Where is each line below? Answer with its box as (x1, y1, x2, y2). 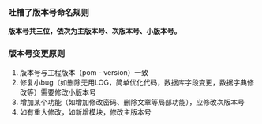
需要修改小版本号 (40, 87, 96, 96)
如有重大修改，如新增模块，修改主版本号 (19, 107, 152, 116)
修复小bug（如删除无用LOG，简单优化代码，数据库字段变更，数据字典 (19, 77, 247, 87)
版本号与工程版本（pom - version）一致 (19, 67, 148, 77)
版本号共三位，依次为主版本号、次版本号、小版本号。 (8, 26, 182, 36)
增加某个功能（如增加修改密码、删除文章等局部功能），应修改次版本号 (19, 97, 245, 107)
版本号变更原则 (8, 48, 65, 59)
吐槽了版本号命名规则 (8, 6, 89, 17)
